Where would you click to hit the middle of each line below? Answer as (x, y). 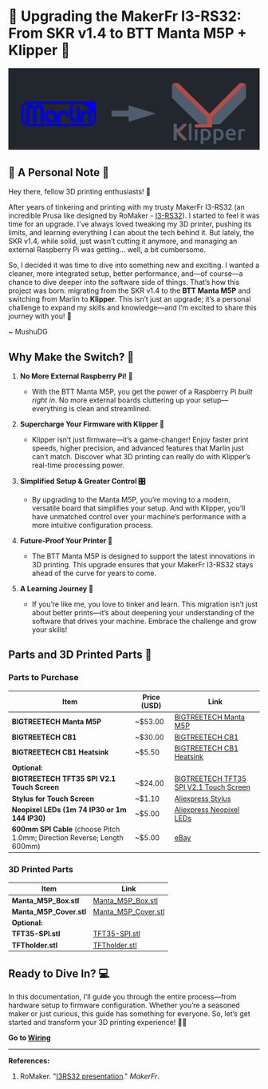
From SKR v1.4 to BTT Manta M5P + (128, 33)
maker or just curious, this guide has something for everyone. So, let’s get (129, 1014)
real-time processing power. (78, 465)
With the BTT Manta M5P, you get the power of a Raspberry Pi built (142, 391)
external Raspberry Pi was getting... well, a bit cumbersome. (107, 250)
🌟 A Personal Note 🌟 (59, 172)
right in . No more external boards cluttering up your (116, 400)
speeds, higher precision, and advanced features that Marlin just (138, 448)
